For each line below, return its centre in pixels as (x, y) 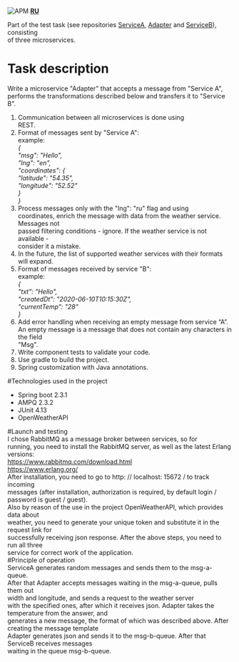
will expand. (35, 261)
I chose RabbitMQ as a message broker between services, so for (102, 439)
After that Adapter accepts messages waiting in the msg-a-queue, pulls (112, 583)
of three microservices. (42, 40)
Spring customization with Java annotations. (83, 367)
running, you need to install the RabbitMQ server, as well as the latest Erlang (119, 446)
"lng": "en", (34, 162)
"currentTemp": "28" (48, 306)
